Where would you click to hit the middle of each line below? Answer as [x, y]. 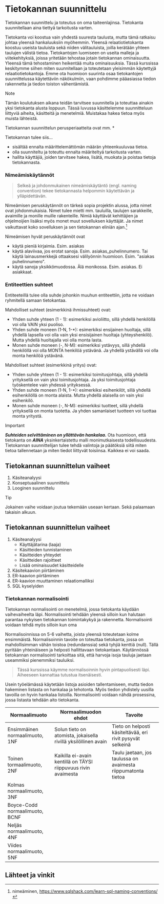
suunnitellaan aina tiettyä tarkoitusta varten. [49, 27]
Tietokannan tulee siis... [29, 137]
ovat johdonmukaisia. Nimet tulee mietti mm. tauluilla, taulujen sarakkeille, [79, 210]
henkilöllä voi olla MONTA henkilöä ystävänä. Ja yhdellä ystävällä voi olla [85, 351]
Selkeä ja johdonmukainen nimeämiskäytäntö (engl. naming [77, 186]
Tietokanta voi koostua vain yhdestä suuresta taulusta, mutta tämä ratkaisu [81, 37]
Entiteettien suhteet [29, 284]
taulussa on [125, 759]
